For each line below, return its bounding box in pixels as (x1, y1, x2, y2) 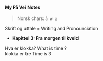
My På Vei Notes (5, 4, 40, 10)
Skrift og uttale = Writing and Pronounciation (5, 26, 98, 32)
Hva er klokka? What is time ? (5, 45, 67, 51)
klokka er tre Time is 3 (5, 51, 51, 57)
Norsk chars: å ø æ (17, 15, 57, 22)
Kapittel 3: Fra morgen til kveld (12, 35, 79, 42)
